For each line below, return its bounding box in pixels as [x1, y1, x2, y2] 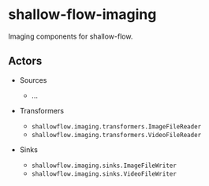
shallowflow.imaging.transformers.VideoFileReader [31, 131, 202, 139]
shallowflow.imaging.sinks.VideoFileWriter [31, 169, 177, 178]
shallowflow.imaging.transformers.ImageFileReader [31, 122, 202, 131]
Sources [19, 75, 47, 84]
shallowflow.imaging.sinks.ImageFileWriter [31, 162, 177, 169]
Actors [8, 54, 43, 68]
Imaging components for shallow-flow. [8, 32, 133, 41]
